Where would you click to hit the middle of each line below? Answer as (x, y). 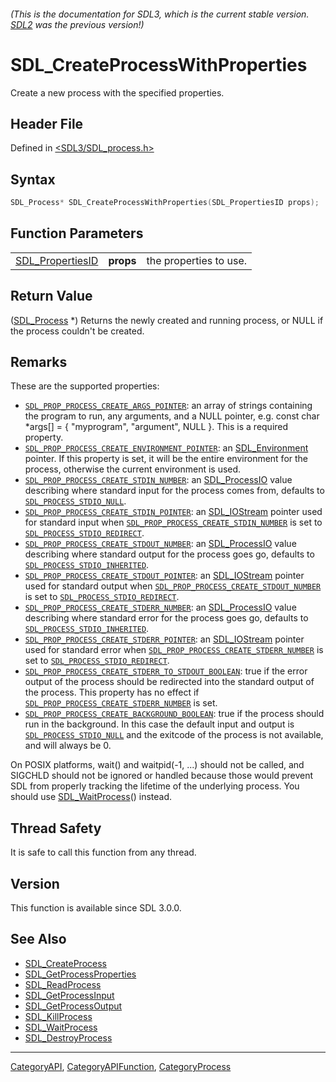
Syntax (33, 179)
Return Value (51, 296)
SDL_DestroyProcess (68, 1037)
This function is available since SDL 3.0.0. (96, 908)
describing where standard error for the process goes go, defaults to (166, 618)
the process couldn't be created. (77, 331)
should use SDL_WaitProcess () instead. (91, 797)
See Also (38, 939)
